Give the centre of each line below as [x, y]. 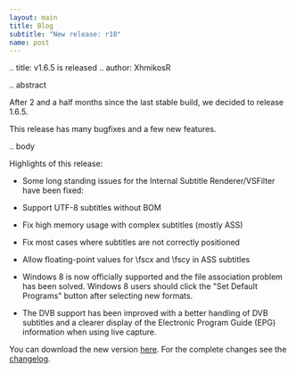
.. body [22, 146]
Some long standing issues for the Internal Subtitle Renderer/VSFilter [148, 181]
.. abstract [28, 85]
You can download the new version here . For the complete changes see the [148, 350]
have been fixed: [53, 191]
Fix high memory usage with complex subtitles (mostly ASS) [132, 225]
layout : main [33, 17]
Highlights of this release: [56, 164]
